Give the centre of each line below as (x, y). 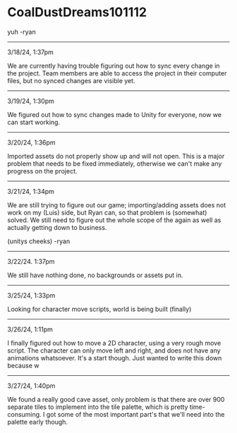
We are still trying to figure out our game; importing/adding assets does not (117, 205)
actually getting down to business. (57, 227)
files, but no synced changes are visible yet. (71, 80)
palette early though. (38, 422)
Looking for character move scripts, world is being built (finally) (99, 309)
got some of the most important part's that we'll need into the (135, 414)
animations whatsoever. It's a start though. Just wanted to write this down (115, 358)
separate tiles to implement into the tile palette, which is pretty (98, 407)
